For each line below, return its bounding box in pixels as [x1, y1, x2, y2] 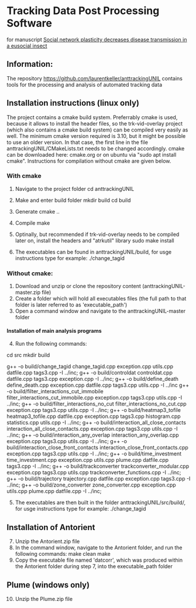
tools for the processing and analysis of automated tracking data [6, 81, 163, 88]
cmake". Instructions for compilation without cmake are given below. [6, 157, 171, 164]
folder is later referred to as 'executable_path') [15, 301, 128, 309]
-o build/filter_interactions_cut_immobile [6, 388, 104, 395]
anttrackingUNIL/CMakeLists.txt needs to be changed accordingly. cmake [6, 145, 185, 152]
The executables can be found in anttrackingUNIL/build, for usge [15, 248, 172, 255]
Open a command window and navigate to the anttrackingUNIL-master [15, 308, 186, 315]
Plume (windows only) [6, 580, 90, 590]
